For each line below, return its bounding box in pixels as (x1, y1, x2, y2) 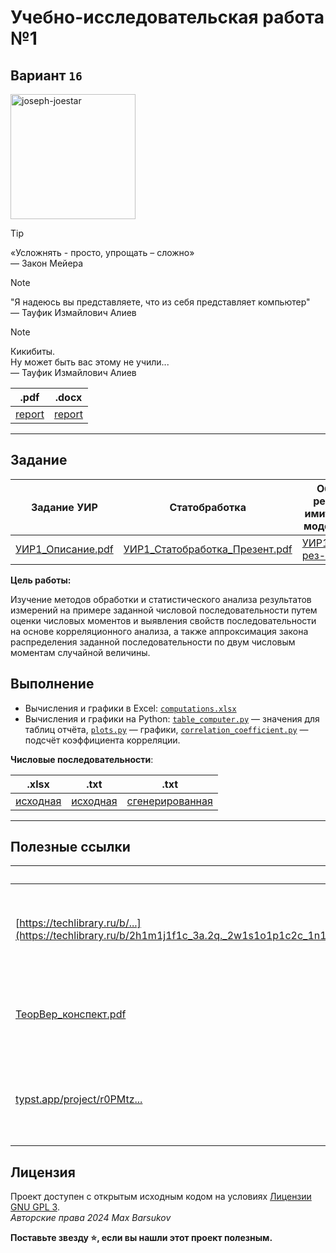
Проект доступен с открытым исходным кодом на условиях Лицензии (10, 1191, 312, 1203)
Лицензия (10, 1164, 76, 1181)
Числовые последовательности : (10, 753, 154, 765)
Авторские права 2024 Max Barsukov (10, 1212, 172, 1224)
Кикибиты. (10, 346, 56, 357)
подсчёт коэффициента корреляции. (24, 734, 181, 746)
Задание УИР (30, 500, 98, 514)
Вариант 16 (10, 67, 83, 84)
